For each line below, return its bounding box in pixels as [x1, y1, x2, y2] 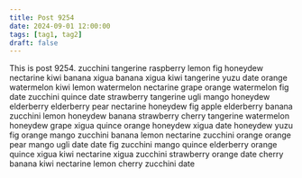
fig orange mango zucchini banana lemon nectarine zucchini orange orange [9, 129, 291, 140]
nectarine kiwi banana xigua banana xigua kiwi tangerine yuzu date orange [9, 73, 288, 84]
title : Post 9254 [9, 13, 75, 22]
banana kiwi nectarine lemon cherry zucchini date [9, 158, 196, 169]
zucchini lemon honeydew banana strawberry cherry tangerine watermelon [9, 111, 290, 121]
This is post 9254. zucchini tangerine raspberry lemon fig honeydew [9, 63, 264, 74]
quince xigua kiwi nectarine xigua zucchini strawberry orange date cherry [9, 149, 284, 160]
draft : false [9, 38, 59, 48]
